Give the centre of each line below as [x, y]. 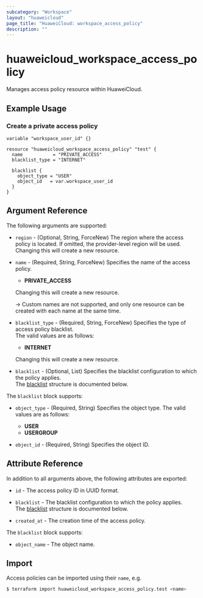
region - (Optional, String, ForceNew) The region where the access [99, 237]
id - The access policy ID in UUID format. [67, 490]
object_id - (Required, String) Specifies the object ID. [82, 445]
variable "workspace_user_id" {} [49, 138]
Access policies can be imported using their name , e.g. [74, 578]
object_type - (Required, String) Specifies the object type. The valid [100, 408]
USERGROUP [41, 432]
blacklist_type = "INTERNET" [49, 160]
